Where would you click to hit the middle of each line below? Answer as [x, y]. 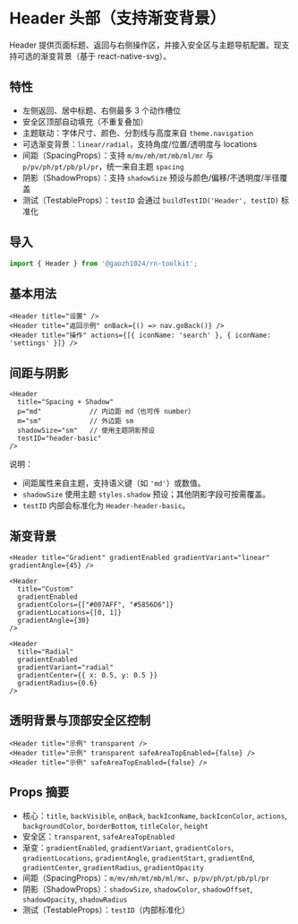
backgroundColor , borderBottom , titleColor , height [115, 825]
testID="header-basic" [60, 439]
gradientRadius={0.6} [58, 683]
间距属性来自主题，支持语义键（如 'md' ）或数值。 [114, 483]
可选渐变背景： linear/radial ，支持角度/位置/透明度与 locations [140, 143]
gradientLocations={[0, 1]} [70, 612]
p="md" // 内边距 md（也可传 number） [106, 412]
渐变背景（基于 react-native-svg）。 [106, 56]
